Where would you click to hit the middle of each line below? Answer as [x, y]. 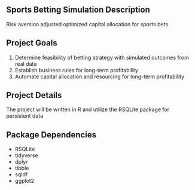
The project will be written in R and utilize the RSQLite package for [88, 109]
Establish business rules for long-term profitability [77, 70]
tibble [22, 168]
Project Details [34, 95]
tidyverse [26, 155]
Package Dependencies [51, 135]
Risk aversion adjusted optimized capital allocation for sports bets [87, 24]
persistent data [25, 116]
